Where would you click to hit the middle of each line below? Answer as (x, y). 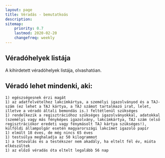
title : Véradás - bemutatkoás (37, 15)
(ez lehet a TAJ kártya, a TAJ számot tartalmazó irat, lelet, (84, 106)
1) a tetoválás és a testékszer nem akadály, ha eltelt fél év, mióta (80, 141)
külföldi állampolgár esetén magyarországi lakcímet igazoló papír (77, 128)
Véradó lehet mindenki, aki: (49, 86)
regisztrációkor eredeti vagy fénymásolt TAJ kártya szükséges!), (76, 124)
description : (19, 19)
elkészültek (18, 146)
